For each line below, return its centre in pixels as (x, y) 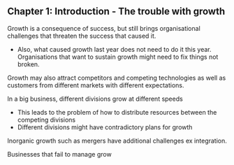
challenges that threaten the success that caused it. (82, 36)
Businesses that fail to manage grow (59, 154)
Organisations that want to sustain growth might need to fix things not (118, 57)
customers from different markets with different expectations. (96, 85)
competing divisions (46, 120)
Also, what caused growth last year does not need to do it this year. (114, 49)
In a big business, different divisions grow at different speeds (95, 99)
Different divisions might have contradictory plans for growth (105, 127)
